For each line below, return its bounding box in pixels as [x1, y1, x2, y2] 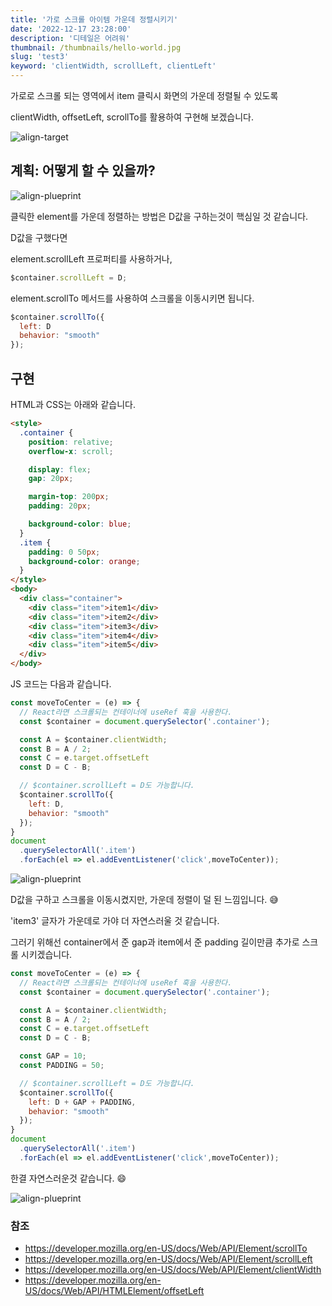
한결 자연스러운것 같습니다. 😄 [10, 1172, 127, 1184]
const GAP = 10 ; [19, 1051, 87, 1061]
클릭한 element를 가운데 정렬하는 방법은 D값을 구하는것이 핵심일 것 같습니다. [10, 210, 309, 222]
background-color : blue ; [28, 519, 132, 529]
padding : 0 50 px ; [28, 547, 101, 557]
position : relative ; [28, 437, 114, 447]
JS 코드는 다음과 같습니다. [10, 678, 112, 690]
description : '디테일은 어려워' [10, 33, 131, 43]
